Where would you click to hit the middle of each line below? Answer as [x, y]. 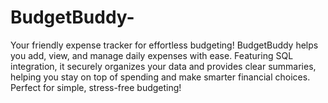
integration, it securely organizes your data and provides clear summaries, [163, 66]
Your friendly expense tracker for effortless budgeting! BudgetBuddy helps [164, 45]
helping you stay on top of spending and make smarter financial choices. [160, 77]
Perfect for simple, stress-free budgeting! [96, 87]
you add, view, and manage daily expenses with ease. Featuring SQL [152, 55]
